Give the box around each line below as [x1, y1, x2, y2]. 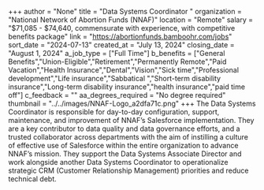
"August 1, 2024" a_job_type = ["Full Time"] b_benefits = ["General [8, 49, 225, 58]
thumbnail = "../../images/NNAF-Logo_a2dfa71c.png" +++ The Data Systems [8, 99, 256, 108]
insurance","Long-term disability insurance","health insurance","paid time [8, 82, 246, 91]
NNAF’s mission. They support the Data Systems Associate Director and [8, 149, 242, 158]
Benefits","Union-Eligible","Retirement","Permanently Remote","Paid [8, 57, 227, 66]
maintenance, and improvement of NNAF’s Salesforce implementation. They [8, 116, 255, 125]
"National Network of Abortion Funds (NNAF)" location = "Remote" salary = [8, 15, 254, 24]
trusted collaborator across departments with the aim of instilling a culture [8, 132, 248, 141]
